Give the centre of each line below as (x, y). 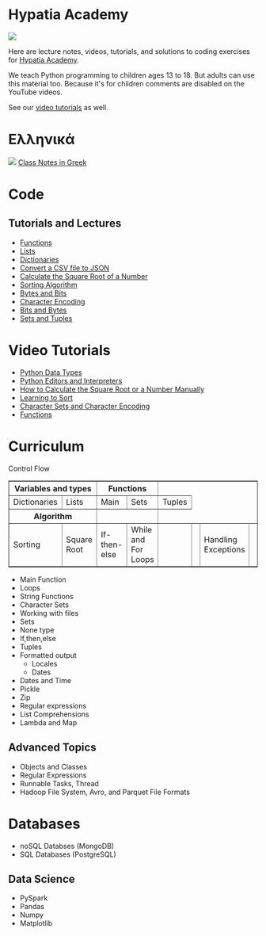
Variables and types (53, 488)
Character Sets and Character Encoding (85, 406)
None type (37, 630)
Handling (220, 539)
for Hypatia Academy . (44, 59)
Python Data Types (51, 372)
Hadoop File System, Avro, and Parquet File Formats (104, 792)
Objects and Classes (53, 766)
